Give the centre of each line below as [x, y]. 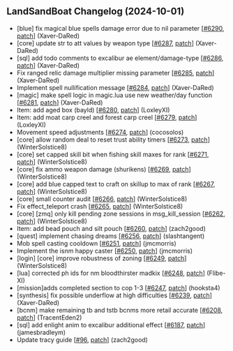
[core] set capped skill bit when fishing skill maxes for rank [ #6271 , [113, 154]
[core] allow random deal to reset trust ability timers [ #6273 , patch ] [113, 140]
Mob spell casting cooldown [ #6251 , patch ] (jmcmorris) [97, 243]
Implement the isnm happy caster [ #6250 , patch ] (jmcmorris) [105, 251]
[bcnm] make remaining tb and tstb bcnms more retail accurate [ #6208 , [120, 310]
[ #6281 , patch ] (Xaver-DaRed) [60, 102]
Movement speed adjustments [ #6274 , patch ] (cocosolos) [100, 132]
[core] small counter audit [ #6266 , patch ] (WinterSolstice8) [102, 199]
